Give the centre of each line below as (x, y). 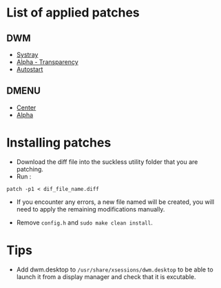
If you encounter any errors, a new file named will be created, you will (115, 202)
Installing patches (59, 143)
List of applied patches (73, 13)
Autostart (30, 69)
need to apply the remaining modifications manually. (91, 209)
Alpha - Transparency (47, 62)
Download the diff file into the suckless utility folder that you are (107, 162)
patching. (30, 169)
